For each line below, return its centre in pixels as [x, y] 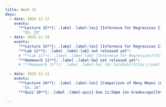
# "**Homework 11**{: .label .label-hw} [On [65, 65]
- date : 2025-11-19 [30, 37]
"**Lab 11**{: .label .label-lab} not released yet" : [75, 51]
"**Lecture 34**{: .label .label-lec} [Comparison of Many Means [87, 83]
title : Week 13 [21, 10]
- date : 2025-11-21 [30, 74]
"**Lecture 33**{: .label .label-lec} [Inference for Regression [87, 46]
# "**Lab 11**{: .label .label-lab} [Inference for [72, 55]
